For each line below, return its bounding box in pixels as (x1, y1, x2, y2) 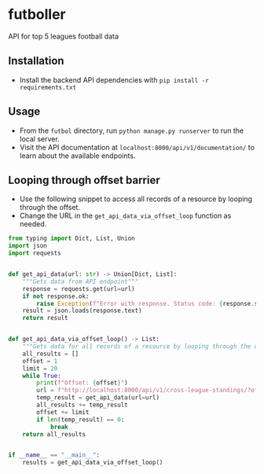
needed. (19, 219, 47, 229)
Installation (8, 54, 64, 68)
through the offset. (19, 203, 81, 212)
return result (22, 314, 68, 322)
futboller (8, 6, 66, 24)
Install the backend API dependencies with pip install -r (19, 75, 210, 84)
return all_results (22, 430, 86, 438)
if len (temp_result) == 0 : (36, 415, 125, 424)
